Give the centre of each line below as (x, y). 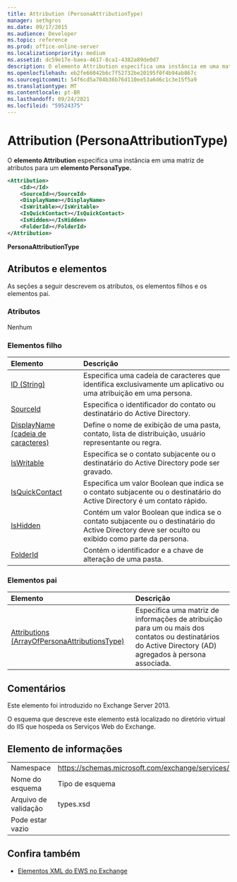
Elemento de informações (65, 749)
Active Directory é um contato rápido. (145, 501)
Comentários (37, 688)
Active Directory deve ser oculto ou (142, 530)
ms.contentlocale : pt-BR (44, 93)
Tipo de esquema (86, 784)
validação (27, 809)
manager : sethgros (34, 20)
